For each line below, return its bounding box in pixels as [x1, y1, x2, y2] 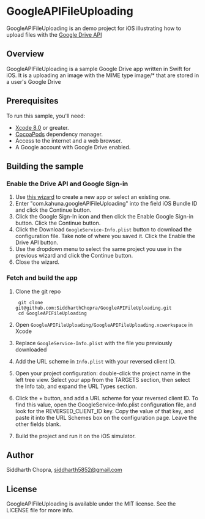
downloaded [15, 346, 47, 353]
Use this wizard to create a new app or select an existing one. [15, 193, 171, 201]
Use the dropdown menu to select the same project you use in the [15, 245, 182, 253]
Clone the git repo [15, 288, 61, 295]
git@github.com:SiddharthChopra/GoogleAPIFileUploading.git [15, 305, 172, 311]
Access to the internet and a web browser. [15, 136, 122, 144]
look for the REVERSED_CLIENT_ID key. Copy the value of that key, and [15, 407, 194, 414]
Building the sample [6, 161, 84, 171]
